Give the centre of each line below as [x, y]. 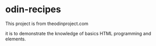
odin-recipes [33, 9]
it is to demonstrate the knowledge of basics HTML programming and [78, 33]
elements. [16, 39]
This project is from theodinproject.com [47, 24]
